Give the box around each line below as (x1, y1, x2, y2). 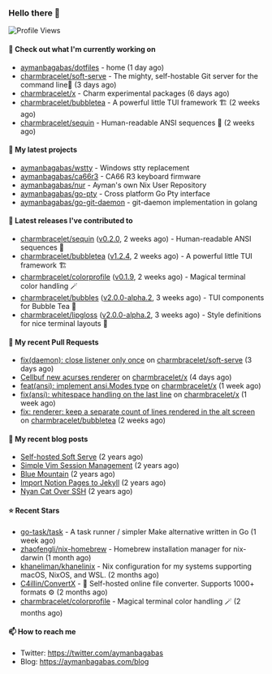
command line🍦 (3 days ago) (19, 79, 117, 89)
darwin (19, 552, 44, 562)
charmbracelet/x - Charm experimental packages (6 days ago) (19, 88, 230, 98)
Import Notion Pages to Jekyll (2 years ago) (19, 478, 166, 487)
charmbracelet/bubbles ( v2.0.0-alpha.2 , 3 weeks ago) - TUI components (19, 292, 265, 303)
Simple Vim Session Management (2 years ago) (19, 461, 180, 470)
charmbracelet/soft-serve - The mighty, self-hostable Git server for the (19, 71, 258, 80)
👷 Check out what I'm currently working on (8, 44, 156, 54)
